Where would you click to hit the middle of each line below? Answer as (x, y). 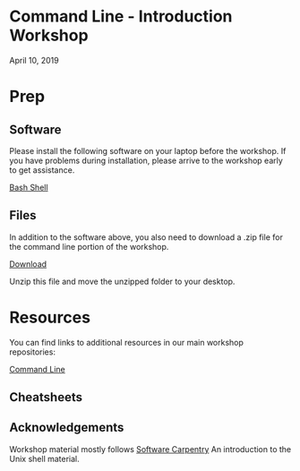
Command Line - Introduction (121, 17)
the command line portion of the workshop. (89, 246)
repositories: (33, 352)
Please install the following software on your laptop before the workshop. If (148, 150)
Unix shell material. (45, 458)
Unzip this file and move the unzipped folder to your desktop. (122, 281)
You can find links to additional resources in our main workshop (127, 342)
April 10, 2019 (34, 60)
